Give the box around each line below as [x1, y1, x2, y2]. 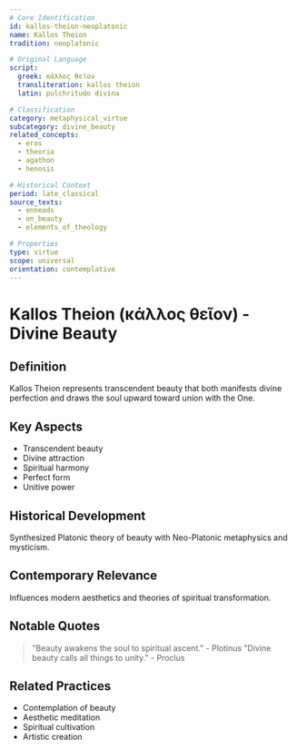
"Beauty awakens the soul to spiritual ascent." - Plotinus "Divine [31, 642, 272, 654]
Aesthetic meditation [22, 712, 101, 723]
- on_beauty [17, 214, 64, 223]
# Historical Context [9, 181, 92, 190]
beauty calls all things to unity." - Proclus [31, 652, 185, 663]
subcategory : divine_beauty [9, 122, 116, 132]
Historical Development [9, 508, 146, 523]
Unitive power [22, 482, 75, 493]
